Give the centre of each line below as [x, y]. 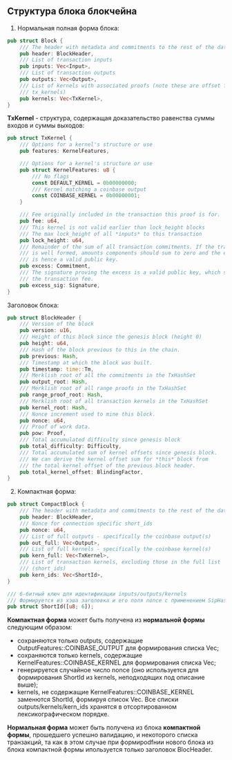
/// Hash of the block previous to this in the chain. [100, 350]
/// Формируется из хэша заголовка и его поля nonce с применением [106, 600]
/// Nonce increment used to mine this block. [88, 414]
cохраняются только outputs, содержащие [80, 641]
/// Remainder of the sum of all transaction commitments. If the [117, 247]
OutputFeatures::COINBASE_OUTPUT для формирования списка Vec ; [118, 648]
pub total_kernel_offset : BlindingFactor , [81, 472]
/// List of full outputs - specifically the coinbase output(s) [116, 536]
